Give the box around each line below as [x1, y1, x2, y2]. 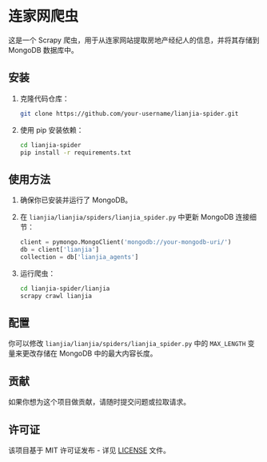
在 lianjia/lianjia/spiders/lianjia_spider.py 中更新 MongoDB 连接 [19, 213, 250, 222]
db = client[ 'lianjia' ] [19, 245, 100, 254]
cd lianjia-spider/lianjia [19, 285, 110, 293]
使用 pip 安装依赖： [19, 125, 84, 134]
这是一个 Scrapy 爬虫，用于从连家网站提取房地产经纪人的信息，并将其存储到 [8, 35, 260, 45]
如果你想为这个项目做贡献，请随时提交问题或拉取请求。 [8, 397, 190, 407]
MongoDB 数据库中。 [8, 45, 78, 54]
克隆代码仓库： [19, 94, 70, 103]
